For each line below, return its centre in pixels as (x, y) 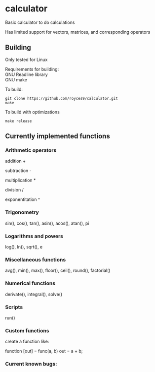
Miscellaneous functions (36, 259)
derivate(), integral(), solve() (34, 294)
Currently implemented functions (58, 136)
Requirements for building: (32, 69)
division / (14, 190)
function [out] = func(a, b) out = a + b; (44, 351)
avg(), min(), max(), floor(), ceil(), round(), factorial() (58, 270)
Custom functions (27, 330)
